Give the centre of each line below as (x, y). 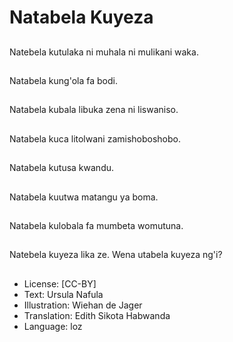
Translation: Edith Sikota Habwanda (97, 315)
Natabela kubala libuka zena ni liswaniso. (94, 110)
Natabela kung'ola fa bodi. (63, 80)
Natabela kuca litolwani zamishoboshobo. (95, 138)
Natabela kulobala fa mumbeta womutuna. (96, 225)
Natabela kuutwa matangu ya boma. (84, 197)
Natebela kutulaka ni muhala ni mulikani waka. (104, 52)
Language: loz (53, 326)
